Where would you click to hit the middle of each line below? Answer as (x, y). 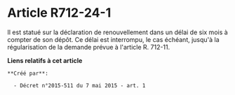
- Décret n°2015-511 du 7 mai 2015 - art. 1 (80, 85)
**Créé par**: (28, 73)
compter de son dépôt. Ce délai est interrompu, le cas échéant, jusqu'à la (113, 39)
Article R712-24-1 (59, 13)
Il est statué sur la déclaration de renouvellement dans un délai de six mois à (117, 32)
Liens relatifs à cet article (45, 60)
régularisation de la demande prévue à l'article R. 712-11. (89, 47)
